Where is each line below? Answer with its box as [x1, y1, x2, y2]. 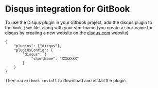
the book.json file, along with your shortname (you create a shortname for [5, 24, 153, 30]
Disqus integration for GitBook [5, 3, 130, 15]
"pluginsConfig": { [14, 48, 53, 53]
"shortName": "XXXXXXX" [31, 56, 79, 61]
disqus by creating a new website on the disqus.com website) [5, 30, 129, 35]
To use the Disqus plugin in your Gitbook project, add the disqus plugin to [5, 19, 152, 25]
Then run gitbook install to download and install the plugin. [5, 77, 127, 83]
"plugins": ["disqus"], [14, 43, 62, 48]
